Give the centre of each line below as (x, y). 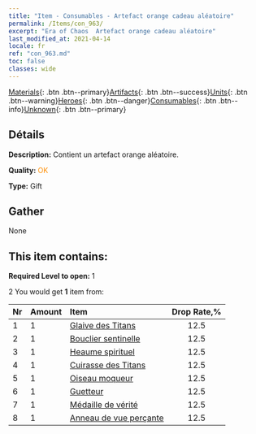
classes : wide (33, 69)
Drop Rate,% (197, 312)
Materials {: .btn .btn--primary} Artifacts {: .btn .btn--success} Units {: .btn (128, 92)
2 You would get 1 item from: (56, 292)
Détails (26, 135)
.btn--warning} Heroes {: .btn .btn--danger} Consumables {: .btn (113, 100)
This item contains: (58, 256)
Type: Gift (25, 186)
